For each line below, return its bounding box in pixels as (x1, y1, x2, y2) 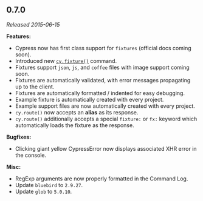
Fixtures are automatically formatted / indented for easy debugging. (15, 89, 185, 96)
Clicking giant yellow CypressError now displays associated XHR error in (15, 145, 197, 152)
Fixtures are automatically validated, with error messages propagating (15, 76, 191, 84)
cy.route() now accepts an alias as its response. (15, 108, 139, 116)
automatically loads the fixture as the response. (15, 121, 135, 129)
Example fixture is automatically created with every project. (15, 96, 164, 103)
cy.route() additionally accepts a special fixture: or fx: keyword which (15, 115, 198, 122)
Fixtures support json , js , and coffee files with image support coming (15, 64, 190, 71)
